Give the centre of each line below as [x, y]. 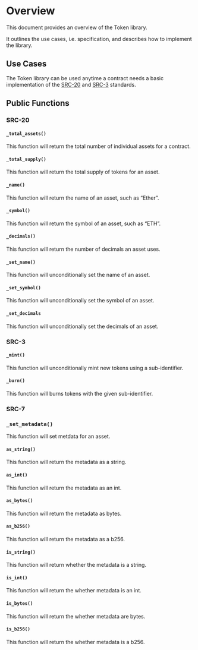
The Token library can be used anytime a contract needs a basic [85, 78]
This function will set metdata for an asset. [58, 436]
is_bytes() [20, 604]
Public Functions [38, 103]
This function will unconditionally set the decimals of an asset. [82, 326]
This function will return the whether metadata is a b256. [76, 642]
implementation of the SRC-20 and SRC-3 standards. [71, 84]
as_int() [17, 475]
